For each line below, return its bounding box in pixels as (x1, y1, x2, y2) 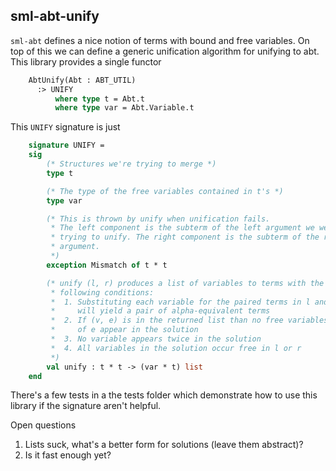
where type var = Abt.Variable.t (54, 103, 195, 113)
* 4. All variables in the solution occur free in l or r (50, 343, 302, 353)
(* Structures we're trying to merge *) (46, 159, 217, 169)
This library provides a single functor (10, 55, 162, 68)
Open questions (10, 419, 77, 431)
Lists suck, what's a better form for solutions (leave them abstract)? (24, 439, 304, 451)
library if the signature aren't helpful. (10, 400, 162, 412)
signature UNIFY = (28, 140, 105, 151)
